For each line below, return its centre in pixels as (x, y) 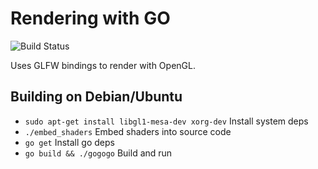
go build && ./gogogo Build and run (98, 153)
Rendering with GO (90, 18)
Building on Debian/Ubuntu (96, 97)
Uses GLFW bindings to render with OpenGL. (103, 65)
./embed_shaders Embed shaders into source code (128, 131)
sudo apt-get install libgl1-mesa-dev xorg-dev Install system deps (166, 121)
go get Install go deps (69, 142)
